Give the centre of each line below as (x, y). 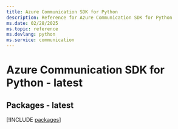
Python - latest (45, 83)
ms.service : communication (40, 40)
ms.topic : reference (33, 29)
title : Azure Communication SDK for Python (62, 12)
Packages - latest (40, 105)
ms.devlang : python (31, 35)
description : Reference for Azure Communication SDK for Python (89, 18)
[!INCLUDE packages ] (34, 120)
